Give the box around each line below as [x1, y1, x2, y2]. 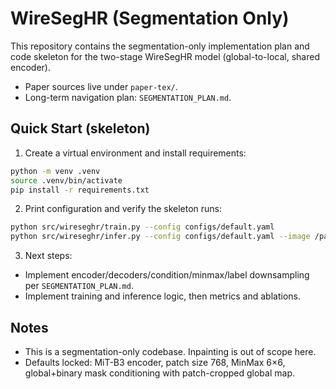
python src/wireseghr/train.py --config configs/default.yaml [10, 222, 275, 232]
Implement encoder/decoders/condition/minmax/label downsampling [24, 269, 310, 281]
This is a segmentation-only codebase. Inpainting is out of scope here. [24, 345, 317, 357]
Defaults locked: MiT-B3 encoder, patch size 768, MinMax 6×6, [24, 356, 286, 368]
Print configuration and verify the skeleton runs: [24, 203, 223, 215]
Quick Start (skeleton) [10, 120, 151, 137]
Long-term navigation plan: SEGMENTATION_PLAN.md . [24, 91, 232, 103]
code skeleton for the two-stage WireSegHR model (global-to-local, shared [10, 50, 320, 62]
